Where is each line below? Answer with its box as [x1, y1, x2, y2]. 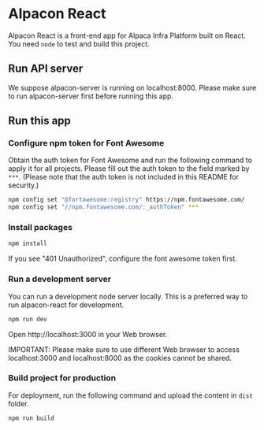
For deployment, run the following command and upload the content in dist [8, 391, 254, 400]
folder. [8, 398, 29, 408]
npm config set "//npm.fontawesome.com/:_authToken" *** [8, 203, 199, 211]
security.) [8, 180, 39, 190]
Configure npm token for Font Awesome [8, 138, 165, 149]
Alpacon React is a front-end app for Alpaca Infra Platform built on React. [8, 31, 246, 40]
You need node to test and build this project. [8, 39, 150, 48]
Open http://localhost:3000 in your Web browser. [8, 329, 168, 339]
